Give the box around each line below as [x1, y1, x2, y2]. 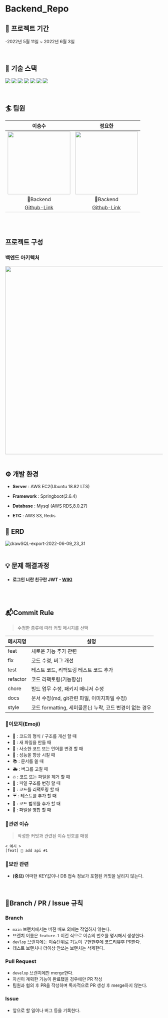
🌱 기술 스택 [5, 64, 37, 73]
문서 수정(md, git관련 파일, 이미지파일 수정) [31, 695, 127, 702]
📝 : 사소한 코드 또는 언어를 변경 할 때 [12, 746, 83, 752]
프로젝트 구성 [5, 238, 43, 246]
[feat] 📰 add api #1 [5, 848, 48, 853]
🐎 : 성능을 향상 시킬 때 [12, 752, 55, 758]
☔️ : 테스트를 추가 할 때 [12, 792, 56, 798]
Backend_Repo [5, 3, 69, 15]
